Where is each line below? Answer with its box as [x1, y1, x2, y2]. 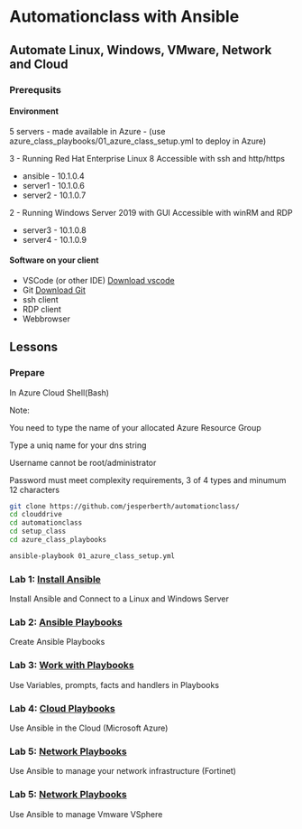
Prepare [9, 367, 45, 379]
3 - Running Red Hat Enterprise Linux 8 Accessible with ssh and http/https [9, 153, 286, 163]
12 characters [9, 484, 60, 495]
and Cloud [9, 56, 69, 71]
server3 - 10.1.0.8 [22, 224, 87, 236]
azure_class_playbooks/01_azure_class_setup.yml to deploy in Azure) [9, 135, 267, 146]
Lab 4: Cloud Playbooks [9, 702, 115, 714]
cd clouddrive [9, 510, 63, 519]
